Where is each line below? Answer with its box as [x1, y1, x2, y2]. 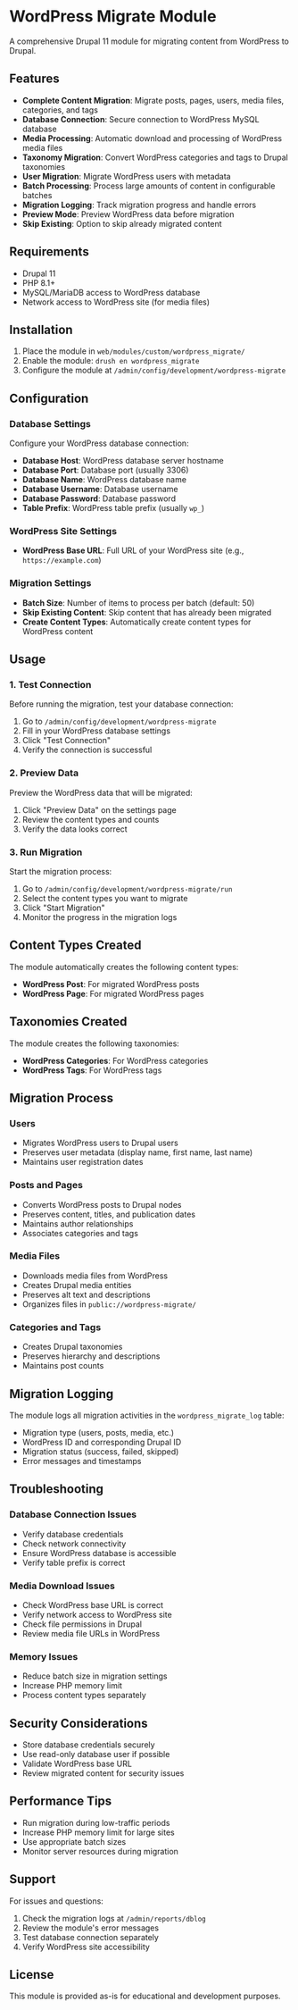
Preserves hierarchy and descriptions [21, 1351, 161, 1361]
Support [9, 1872, 56, 1887]
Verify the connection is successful [21, 744, 153, 756]
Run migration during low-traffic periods [21, 1817, 170, 1828]
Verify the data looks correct [21, 824, 128, 834]
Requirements [9, 244, 89, 260]
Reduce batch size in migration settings [21, 1671, 168, 1681]
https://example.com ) [21, 555, 102, 565]
